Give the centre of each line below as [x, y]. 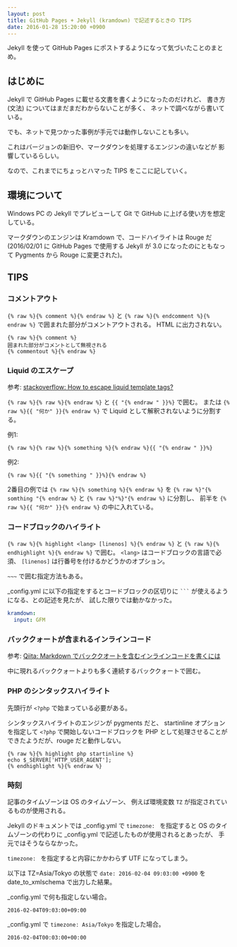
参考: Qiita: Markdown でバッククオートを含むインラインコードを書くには [114, 656]
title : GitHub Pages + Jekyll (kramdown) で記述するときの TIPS [99, 20]
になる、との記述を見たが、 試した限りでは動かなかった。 [92, 600]
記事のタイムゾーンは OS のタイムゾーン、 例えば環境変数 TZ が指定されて [114, 802]
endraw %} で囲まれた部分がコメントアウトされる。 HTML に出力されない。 [116, 324]
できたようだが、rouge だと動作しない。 [66, 740]
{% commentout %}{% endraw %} [52, 351]
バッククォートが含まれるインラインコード [79, 639]
